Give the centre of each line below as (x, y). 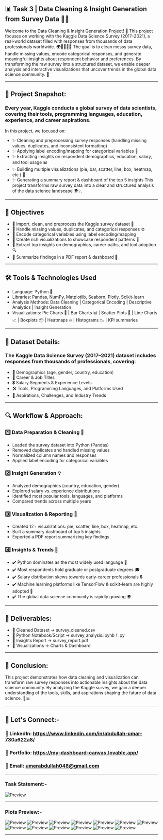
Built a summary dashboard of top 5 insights (56, 532)
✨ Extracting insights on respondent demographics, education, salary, (82, 156)
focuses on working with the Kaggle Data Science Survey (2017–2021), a (78, 36)
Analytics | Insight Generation (42, 307)
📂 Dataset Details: (33, 342)
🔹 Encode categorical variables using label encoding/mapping (74, 234)
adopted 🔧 (22, 591)
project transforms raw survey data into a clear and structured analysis (83, 185)
